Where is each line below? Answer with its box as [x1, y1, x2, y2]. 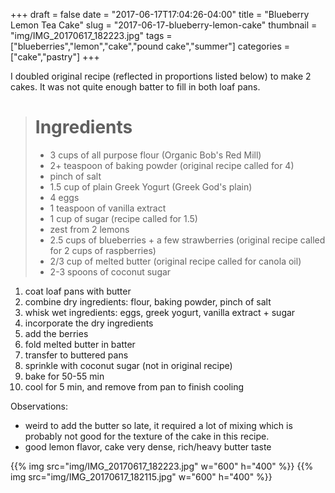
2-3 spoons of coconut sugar [49, 265, 172, 278]
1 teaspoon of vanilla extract [49, 202, 167, 214]
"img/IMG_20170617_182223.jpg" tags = [10, 30, 173, 41]
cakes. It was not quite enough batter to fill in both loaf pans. [10, 81, 261, 93]
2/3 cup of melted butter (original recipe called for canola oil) [49, 255, 302, 267]
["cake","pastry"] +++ [10, 51, 100, 63]
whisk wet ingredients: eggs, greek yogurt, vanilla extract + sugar [24, 306, 296, 318]
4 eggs [49, 191, 80, 203]
